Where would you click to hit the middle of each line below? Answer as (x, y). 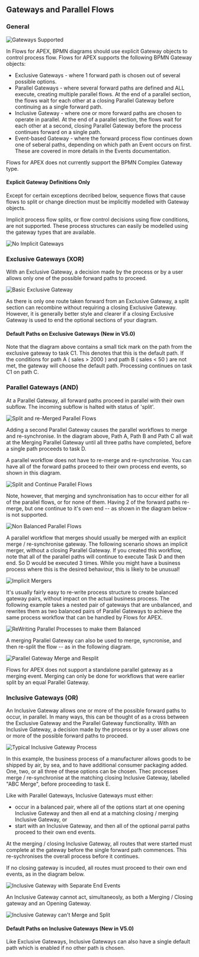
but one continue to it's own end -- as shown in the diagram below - (108, 508)
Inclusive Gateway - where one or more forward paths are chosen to (98, 113)
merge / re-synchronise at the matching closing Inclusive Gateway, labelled (98, 777)
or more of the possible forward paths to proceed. (67, 736)
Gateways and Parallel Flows (60, 10)
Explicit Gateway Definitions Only (48, 182)
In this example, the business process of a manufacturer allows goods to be (99, 758)
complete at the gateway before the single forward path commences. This (97, 850)
